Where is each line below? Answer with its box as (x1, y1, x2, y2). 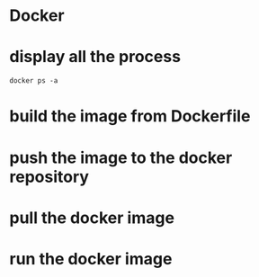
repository (9, 166, 90, 187)
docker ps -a (9, 76, 58, 85)
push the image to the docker (9, 147, 233, 167)
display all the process (9, 47, 182, 67)
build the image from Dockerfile (9, 106, 251, 127)
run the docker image (9, 248, 173, 269)
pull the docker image (9, 208, 175, 228)
